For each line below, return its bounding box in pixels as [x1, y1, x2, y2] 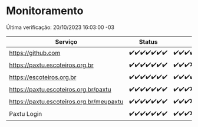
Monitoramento [6, 4, 84, 18]
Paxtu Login [9, 110, 42, 118]
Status [138, 37, 158, 45]
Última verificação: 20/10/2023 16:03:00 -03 [6, 24, 115, 31]
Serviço [55, 37, 78, 45]
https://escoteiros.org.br [9, 73, 77, 82]
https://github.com [9, 49, 61, 57]
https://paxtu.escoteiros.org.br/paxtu [9, 86, 112, 94]
